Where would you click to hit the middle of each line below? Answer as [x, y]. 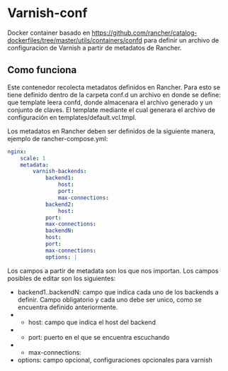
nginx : [17, 151]
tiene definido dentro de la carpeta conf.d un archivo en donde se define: [114, 94]
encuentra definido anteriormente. [68, 307]
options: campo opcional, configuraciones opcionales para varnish [115, 360]
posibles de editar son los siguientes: [62, 278]
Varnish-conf [47, 13]
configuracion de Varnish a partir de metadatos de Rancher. [95, 48]
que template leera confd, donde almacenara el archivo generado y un [110, 102]
